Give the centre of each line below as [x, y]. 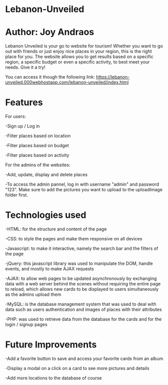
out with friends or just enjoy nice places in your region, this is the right [78, 52]
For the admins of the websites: [38, 165]
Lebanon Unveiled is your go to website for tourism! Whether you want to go [84, 46]
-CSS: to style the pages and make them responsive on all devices [74, 239]
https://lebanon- [113, 77]
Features [24, 102]
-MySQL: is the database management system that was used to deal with [81, 304]
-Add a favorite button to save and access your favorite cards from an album [84, 358]
